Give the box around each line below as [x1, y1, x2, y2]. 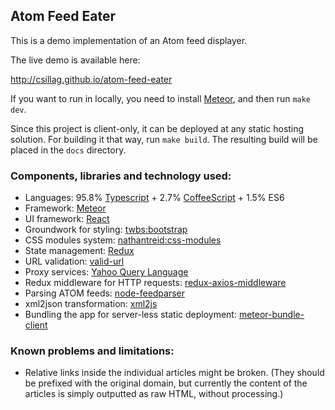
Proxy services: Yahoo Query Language [24, 266, 189, 278]
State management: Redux [24, 245, 135, 257]
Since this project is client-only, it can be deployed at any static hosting [10, 122, 305, 134]
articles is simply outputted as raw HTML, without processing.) [24, 388, 284, 400]
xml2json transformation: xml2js [24, 298, 158, 310]
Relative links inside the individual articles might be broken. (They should [24, 367, 325, 379]
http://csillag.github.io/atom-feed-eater [10, 73, 173, 85]
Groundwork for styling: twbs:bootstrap [24, 224, 188, 236]
